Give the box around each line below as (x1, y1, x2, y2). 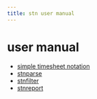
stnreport (16, 83, 44, 92)
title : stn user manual (7, 10, 75, 17)
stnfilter (16, 76, 40, 85)
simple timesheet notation (16, 62, 90, 70)
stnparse (16, 69, 42, 77)
